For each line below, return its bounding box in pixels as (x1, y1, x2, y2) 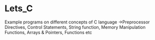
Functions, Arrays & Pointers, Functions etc (4, 29, 92, 35)
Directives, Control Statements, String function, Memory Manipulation (4, 24, 146, 30)
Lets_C (4, 3, 33, 14)
